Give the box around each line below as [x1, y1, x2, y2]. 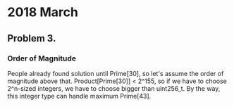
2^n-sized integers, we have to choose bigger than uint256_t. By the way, [7, 84, 221, 92]
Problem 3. [7, 32, 56, 44]
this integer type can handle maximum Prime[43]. [7, 92, 152, 100]
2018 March [7, 4, 79, 20]
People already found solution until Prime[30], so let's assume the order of [7, 69, 224, 77]
